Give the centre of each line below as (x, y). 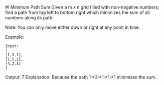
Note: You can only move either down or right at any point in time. (73, 27)
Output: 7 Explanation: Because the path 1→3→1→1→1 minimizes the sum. (81, 77)
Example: (15, 37)
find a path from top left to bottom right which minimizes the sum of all (78, 12)
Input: (12, 46)
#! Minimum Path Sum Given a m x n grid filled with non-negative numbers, (82, 7)
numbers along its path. (29, 18)
